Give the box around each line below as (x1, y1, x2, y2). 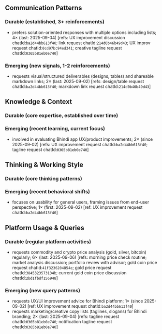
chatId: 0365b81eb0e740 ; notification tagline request (12, 319, 112, 325)
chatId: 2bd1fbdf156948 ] (12, 275, 58, 281)
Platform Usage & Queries (5, 223, 85, 232)
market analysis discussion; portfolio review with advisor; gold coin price (12, 259, 158, 265)
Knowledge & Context (5, 98, 73, 106)
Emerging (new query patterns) (5, 287, 81, 294)
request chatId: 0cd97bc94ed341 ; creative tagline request (12, 45, 122, 50)
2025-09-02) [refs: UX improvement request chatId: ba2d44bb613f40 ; (12, 141, 148, 147)
